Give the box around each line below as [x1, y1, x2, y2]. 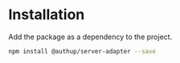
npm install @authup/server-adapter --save [8, 47, 157, 55]
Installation [8, 6, 85, 24]
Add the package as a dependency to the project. [8, 32, 173, 41]
